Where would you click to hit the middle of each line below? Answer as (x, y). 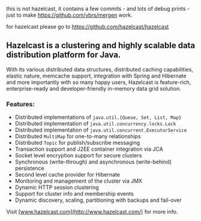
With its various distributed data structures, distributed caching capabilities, (100, 69)
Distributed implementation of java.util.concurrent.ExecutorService (101, 130)
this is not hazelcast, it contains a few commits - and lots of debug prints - (98, 9)
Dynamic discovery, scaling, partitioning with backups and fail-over (98, 200)
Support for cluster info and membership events (74, 194)
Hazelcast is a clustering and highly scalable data (101, 45)
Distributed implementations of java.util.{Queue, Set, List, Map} (98, 117)
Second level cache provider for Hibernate (67, 175)
